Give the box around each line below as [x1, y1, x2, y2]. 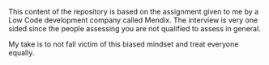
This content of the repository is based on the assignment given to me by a [8, 7, 259, 16]
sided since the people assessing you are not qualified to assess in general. [8, 24, 261, 33]
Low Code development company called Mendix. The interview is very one [8, 15, 258, 25]
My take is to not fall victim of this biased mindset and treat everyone [8, 39, 239, 49]
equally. [8, 48, 35, 57]
